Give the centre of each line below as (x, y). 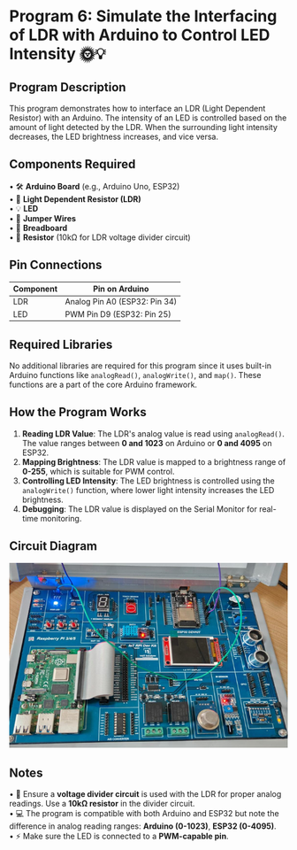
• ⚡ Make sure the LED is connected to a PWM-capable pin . (119, 836)
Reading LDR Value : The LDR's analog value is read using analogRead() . (153, 433)
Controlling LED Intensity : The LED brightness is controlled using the (148, 481)
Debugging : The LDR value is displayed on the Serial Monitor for (140, 509)
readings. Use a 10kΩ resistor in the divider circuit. (102, 803)
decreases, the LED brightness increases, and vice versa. (114, 136)
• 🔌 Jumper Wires (43, 218)
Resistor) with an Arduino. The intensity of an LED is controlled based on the (148, 118)
